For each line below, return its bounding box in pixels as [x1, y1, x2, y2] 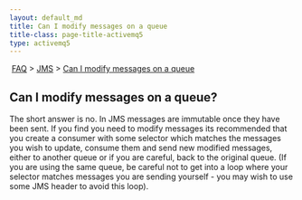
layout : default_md [9, 13, 83, 23]
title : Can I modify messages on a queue [9, 22, 168, 31]
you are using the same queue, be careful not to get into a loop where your [9, 162, 288, 173]
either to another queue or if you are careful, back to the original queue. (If [9, 152, 288, 163]
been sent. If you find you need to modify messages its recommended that [9, 123, 288, 134]
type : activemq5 [9, 38, 71, 48]
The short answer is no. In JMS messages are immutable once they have [9, 114, 280, 125]
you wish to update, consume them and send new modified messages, [9, 142, 273, 154]
